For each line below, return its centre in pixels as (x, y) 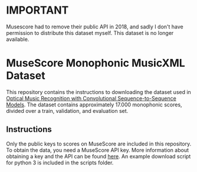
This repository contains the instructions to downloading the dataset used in (99, 92)
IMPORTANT (37, 10)
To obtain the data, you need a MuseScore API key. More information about (97, 150)
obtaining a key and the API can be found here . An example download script (98, 156)
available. (18, 39)
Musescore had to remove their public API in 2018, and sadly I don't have (95, 27)
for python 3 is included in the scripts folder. (60, 163)
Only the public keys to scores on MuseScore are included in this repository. (99, 144)
